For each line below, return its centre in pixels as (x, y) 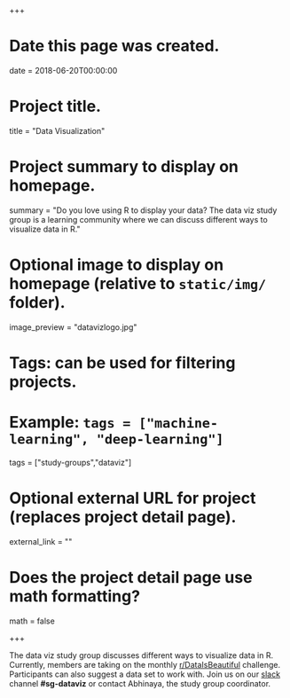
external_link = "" (41, 541)
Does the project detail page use (131, 577)
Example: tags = (70, 423)
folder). (37, 302)
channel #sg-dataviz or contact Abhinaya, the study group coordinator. (140, 683)
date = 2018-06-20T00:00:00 (63, 70)
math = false (32, 621)
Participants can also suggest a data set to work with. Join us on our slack (145, 674)
